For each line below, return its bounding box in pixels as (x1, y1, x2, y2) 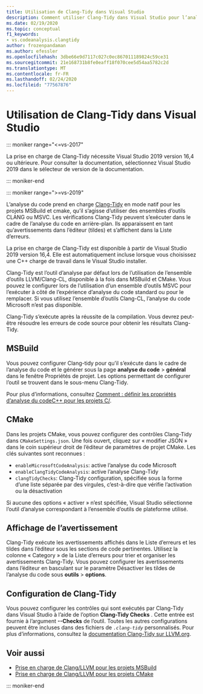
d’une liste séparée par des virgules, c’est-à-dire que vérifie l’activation (14, 480, 192, 488)
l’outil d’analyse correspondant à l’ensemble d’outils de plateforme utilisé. (6, 505, 188, 512)
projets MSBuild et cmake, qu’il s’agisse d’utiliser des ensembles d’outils (6, 207, 186, 214)
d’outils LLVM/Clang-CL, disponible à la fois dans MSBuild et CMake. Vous (6, 275, 192, 283)
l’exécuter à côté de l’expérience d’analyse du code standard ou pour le (6, 288, 184, 295)
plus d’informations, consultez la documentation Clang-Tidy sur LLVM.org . (6, 630, 192, 638)
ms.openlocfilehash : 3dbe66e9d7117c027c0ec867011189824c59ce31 (6, 54, 169, 60)
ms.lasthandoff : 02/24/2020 (6, 76, 77, 82)
